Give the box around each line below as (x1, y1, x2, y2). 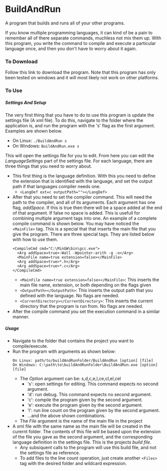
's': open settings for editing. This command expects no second (27, 381, 159, 387)
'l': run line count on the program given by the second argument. (27, 408, 160, 414)
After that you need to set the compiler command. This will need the (12, 194, 153, 200)
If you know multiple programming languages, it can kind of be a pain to (5, 29, 153, 35)
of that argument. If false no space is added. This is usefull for (12, 210, 141, 216)
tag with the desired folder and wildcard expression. (19, 461, 127, 467)
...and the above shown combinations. (27, 413, 106, 419)
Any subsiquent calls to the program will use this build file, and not (19, 445, 157, 451)
